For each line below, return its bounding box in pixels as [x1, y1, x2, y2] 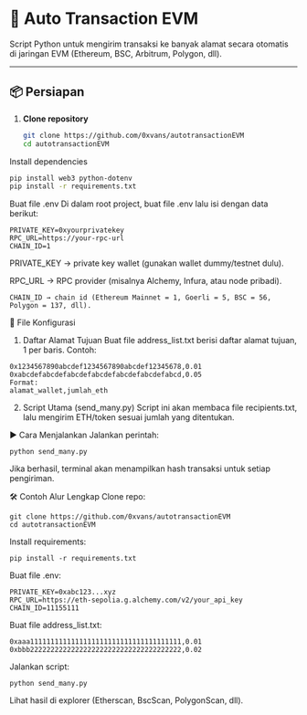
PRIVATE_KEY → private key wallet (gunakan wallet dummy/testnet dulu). [9, 258, 285, 268]
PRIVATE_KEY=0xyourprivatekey [9, 226, 125, 236]
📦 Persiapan [9, 84, 85, 100]
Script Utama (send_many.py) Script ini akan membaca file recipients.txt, [22, 402, 298, 414]
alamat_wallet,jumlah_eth [9, 386, 108, 395]
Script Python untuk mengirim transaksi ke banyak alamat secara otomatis [9, 38, 290, 49]
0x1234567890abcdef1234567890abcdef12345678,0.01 [9, 363, 203, 372]
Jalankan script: [9, 661, 70, 672]
